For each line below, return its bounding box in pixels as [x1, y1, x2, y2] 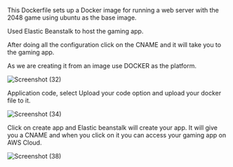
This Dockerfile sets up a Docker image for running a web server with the [7, 6, 219, 14]
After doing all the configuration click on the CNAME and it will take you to [7, 41, 222, 48]
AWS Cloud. [7, 138, 42, 147]
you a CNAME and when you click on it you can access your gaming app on [7, 131, 227, 139]
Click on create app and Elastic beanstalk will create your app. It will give [7, 123, 218, 132]
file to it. [7, 96, 31, 105]
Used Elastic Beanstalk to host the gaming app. [7, 27, 144, 35]
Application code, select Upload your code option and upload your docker [7, 89, 222, 97]
